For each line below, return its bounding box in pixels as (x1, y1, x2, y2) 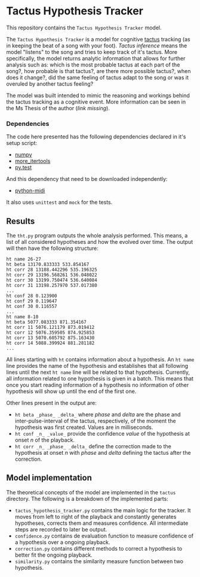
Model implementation (6, 473, 93, 483)
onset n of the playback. (14, 436, 75, 444)
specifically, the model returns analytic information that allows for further (6, 55, 186, 62)
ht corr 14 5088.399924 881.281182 (6, 340, 95, 346)
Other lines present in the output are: (6, 400, 97, 407)
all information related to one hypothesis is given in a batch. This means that (6, 375, 194, 382)
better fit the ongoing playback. (14, 551, 93, 558)
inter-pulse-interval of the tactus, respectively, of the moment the (14, 418, 176, 425)
